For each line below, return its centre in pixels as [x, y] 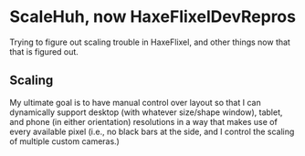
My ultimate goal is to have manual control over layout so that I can [136, 102]
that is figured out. [44, 51]
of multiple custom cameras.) [65, 141]
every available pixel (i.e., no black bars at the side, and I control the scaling [152, 131]
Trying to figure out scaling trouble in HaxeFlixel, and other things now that [150, 42]
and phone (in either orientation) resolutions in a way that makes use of [144, 121]
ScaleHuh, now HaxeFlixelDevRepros [153, 17]
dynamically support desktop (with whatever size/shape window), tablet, [146, 112]
